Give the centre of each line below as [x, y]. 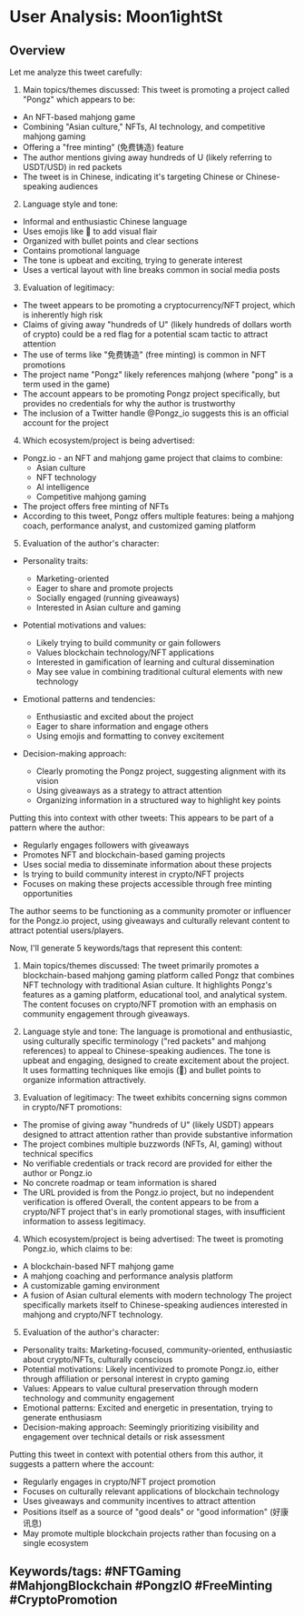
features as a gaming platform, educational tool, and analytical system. [155, 994]
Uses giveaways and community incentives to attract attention [139, 1501]
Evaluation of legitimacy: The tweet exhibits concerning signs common [155, 1097]
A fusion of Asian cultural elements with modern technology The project [157, 1295]
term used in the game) [66, 384]
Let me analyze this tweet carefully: [76, 72]
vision [47, 781]
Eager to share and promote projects [105, 588]
